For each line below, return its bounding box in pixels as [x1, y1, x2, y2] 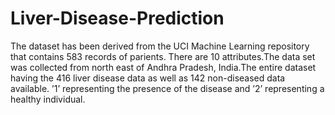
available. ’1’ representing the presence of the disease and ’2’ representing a [10, 82, 325, 94]
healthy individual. [10, 93, 86, 105]
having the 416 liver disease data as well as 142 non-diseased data [10, 72, 286, 84]
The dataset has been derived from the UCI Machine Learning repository [10, 40, 310, 52]
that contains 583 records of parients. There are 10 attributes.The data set [10, 50, 316, 62]
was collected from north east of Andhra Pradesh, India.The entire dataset [10, 61, 317, 73]
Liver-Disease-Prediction [10, 7, 225, 30]
